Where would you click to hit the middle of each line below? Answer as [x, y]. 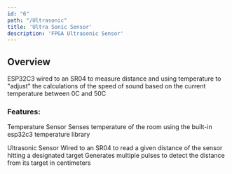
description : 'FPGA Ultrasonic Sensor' [66, 33]
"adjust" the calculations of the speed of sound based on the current [107, 86]
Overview [29, 61]
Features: [24, 112]
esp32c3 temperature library [49, 135]
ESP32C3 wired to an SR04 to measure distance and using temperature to [114, 79]
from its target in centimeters [49, 163]
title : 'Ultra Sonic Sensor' [50, 27]
